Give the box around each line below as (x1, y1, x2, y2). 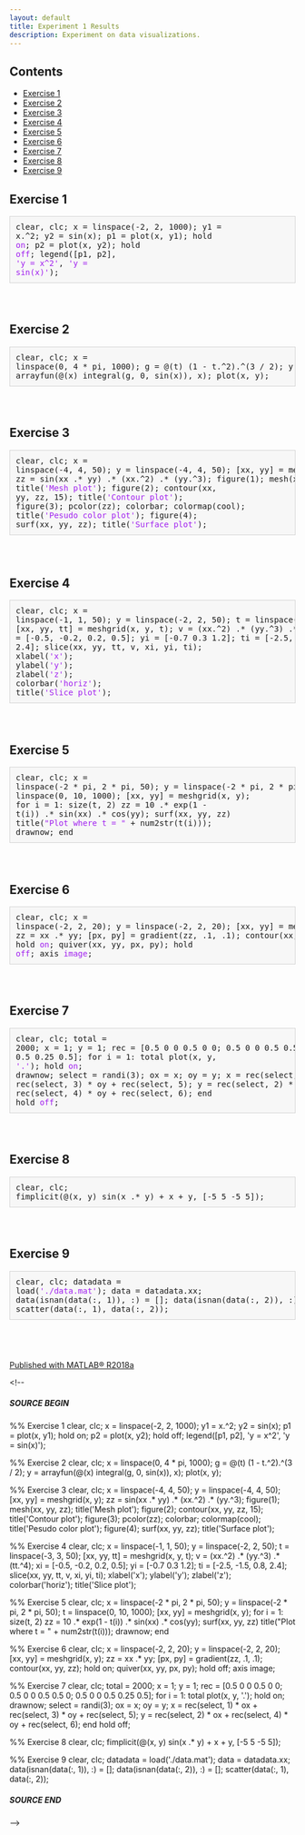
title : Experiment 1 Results (9, 22, 120, 31)
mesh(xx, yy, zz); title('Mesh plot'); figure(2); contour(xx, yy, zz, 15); (9, 1504, 264, 1515)
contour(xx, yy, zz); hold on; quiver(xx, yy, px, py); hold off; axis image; (9, 1663, 276, 1674)
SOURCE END (9, 1795, 62, 1806)
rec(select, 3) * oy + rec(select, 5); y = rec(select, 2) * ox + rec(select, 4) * (9, 1710, 289, 1721)
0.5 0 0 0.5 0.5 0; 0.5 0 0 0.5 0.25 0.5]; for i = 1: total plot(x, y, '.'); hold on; (9, 1691, 286, 1701)
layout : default (9, 13, 71, 23)
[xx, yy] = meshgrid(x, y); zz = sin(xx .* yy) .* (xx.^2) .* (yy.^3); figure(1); (9, 1494, 280, 1505)
